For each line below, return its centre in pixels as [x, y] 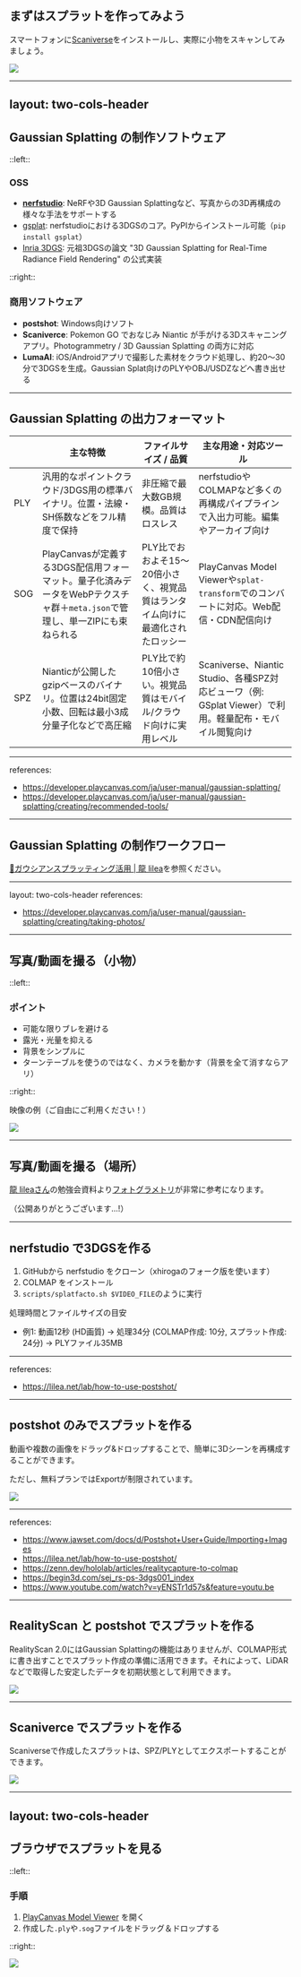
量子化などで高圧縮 [91, 726]
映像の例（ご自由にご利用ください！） [80, 1110]
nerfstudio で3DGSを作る [81, 1248]
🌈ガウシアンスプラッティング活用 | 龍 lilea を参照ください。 [118, 868]
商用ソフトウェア [46, 302]
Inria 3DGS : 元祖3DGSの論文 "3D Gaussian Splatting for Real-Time [144, 248]
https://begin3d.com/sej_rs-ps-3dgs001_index [108, 1577]
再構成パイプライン [239, 504]
